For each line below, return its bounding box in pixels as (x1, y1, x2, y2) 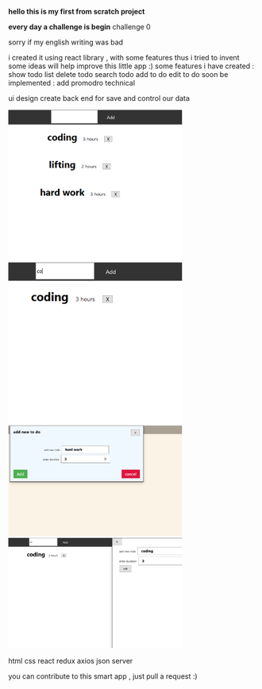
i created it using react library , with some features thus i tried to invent (8, 53, 240, 62)
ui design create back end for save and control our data (8, 94, 191, 102)
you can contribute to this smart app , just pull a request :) (8, 672, 198, 681)
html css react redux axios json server (8, 656, 133, 666)
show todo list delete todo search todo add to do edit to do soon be (8, 70, 229, 79)
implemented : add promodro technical (8, 79, 136, 87)
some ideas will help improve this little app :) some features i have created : (8, 61, 255, 71)
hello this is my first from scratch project (8, 7, 145, 16)
